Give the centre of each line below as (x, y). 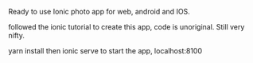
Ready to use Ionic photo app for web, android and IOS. (99, 12)
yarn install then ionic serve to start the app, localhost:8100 (105, 51)
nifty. (17, 35)
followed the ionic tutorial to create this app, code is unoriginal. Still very (127, 27)
